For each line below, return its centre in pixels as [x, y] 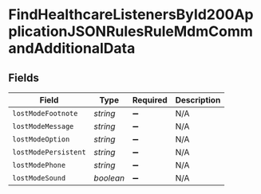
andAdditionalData [72, 48]
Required [150, 100]
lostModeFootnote [45, 113]
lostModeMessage [43, 126]
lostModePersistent [49, 152]
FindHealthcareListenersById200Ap [131, 15]
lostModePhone [39, 165]
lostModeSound [39, 178]
